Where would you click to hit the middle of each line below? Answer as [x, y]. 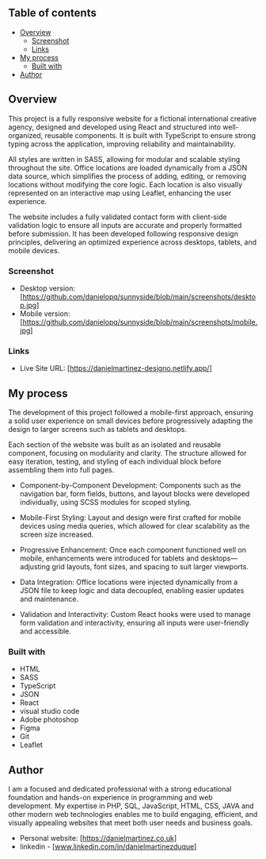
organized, [26, 135]
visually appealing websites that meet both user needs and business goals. [131, 823]
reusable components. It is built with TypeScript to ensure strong [150, 135]
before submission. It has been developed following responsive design [123, 233]
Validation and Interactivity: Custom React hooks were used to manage [135, 614]
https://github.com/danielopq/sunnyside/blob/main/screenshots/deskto [139, 296]
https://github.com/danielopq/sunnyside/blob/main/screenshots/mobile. [140, 322]
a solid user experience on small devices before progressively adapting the [131, 421]
